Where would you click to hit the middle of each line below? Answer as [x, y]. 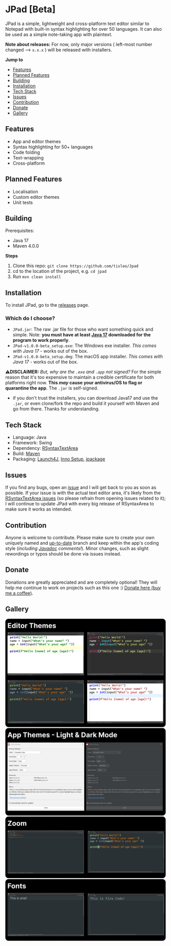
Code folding [26, 152]
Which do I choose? [30, 318]
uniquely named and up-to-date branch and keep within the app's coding [82, 543]
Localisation [25, 191]
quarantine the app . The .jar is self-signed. [52, 388]
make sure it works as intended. [39, 509]
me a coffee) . [19, 593]
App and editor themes [37, 141]
